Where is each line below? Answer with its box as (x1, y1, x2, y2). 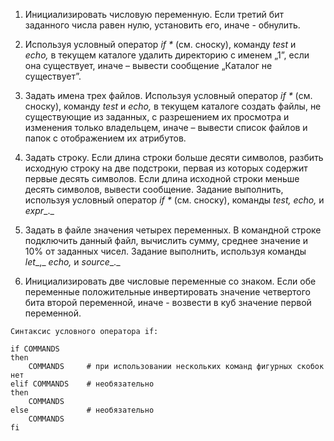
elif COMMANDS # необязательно (10, 379, 155, 389)
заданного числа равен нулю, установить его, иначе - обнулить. (24, 19, 301, 31)
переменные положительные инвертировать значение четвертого (24, 286, 311, 298)
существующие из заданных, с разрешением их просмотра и (24, 111, 290, 123)
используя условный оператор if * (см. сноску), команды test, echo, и (24, 194, 325, 206)
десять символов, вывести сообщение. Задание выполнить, (24, 184, 284, 195)
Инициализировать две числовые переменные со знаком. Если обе (24, 275, 317, 287)
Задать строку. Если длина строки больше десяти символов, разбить (24, 152, 324, 163)
